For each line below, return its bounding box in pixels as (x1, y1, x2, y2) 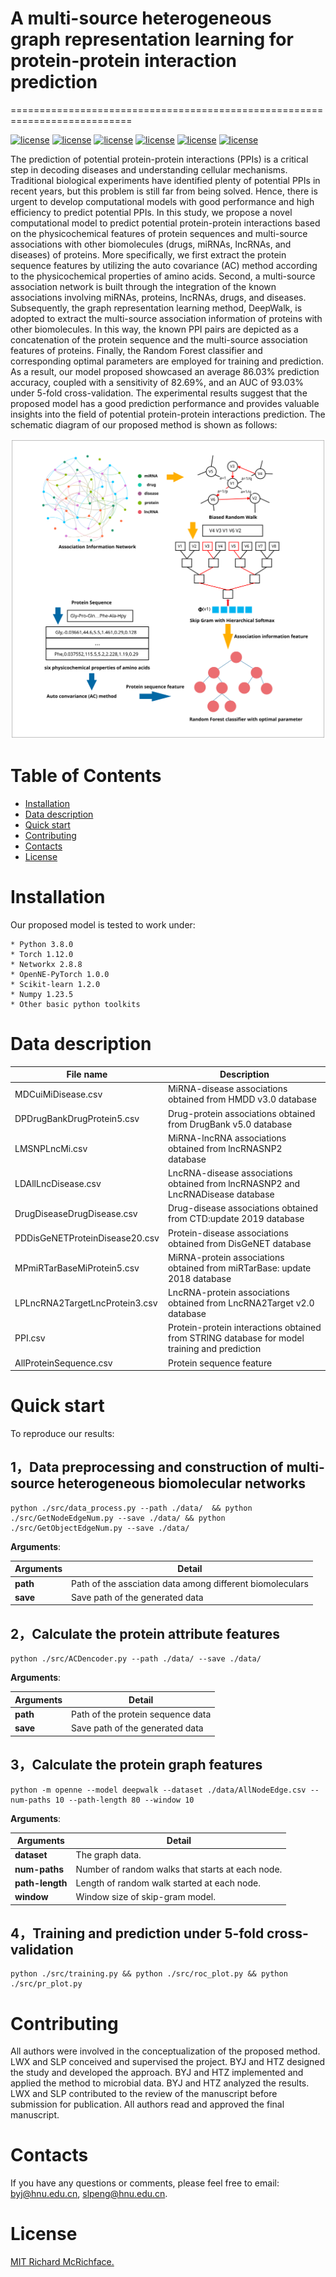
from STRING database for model (167, 1332, 305, 1344)
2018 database (167, 1272, 232, 1284)
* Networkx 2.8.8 (10, 959, 83, 969)
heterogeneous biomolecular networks (57, 1475, 306, 1492)
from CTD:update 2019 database (167, 1213, 305, 1225)
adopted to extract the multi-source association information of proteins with (10, 312, 323, 324)
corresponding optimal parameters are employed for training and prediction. (10, 355, 324, 367)
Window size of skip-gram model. (75, 1891, 216, 1902)
